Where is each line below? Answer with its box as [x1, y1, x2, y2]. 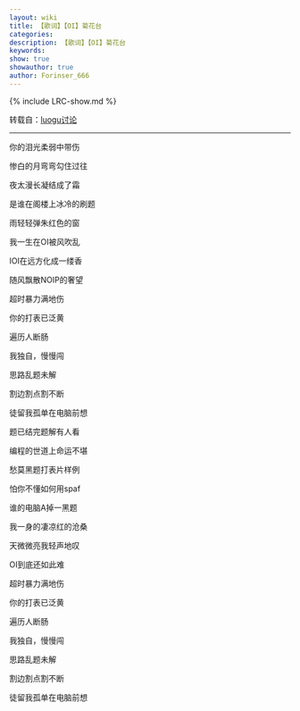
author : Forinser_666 [9, 71, 90, 80]
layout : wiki [9, 13, 58, 22]
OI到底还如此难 [9, 559, 65, 570]
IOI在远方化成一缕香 [9, 255, 83, 266]
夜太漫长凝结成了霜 [9, 180, 80, 190]
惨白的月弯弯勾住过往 [9, 160, 87, 171]
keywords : [9, 46, 46, 55]
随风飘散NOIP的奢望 [9, 274, 83, 285]
